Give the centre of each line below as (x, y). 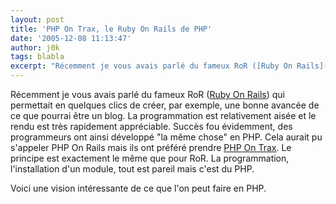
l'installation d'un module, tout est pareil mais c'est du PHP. (132, 169)
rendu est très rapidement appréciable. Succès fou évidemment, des (151, 126)
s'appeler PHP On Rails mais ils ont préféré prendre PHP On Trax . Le (151, 147)
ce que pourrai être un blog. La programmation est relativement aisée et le (163, 115)
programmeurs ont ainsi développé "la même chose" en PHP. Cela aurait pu (166, 137)
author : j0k (35, 47)
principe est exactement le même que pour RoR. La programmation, (150, 158)
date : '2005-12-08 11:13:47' (71, 38)
